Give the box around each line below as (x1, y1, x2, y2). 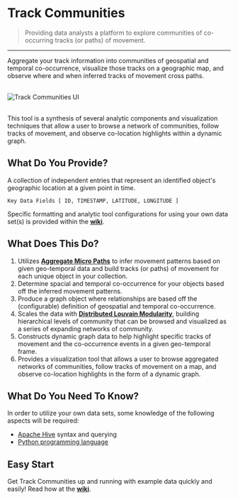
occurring (24, 35, 54, 44)
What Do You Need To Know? (7, 390, 140, 402)
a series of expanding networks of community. (17, 324, 154, 333)
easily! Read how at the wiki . (7, 484, 91, 494)
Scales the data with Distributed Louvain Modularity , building (17, 309, 200, 318)
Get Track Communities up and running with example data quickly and (7, 477, 212, 486)
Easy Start (7, 458, 55, 470)
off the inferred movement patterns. (17, 287, 123, 295)
